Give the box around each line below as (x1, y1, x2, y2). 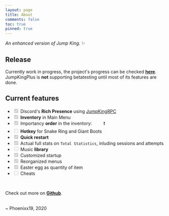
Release (5, 55, 31, 64)
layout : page (5, 7, 33, 13)
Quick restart (20, 134, 49, 140)
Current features (5, 94, 59, 103)
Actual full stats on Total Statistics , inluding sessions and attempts (20, 140, 164, 146)
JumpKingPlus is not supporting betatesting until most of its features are (5, 74, 157, 80)
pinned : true (5, 26, 33, 31)
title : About (5, 12, 33, 17)
